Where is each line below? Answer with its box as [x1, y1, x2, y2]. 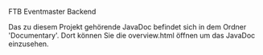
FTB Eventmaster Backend [8, 7, 97, 16]
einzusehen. [8, 39, 50, 49]
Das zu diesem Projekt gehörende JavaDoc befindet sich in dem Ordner [8, 22, 247, 31]
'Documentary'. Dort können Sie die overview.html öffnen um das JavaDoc [8, 31, 256, 40]
